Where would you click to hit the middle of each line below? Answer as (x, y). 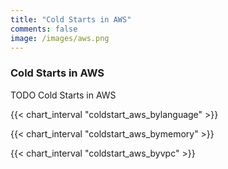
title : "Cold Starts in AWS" (71, 19)
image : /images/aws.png (60, 38)
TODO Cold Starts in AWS (63, 95)
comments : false (44, 29)
